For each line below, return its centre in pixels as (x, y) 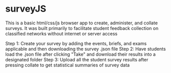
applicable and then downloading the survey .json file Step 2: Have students (86, 49)
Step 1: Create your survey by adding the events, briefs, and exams (76, 43)
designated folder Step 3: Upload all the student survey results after (77, 59)
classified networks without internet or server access (61, 33)
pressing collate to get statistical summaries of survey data (68, 65)
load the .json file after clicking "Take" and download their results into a (81, 54)
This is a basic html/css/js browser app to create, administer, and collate (81, 23)
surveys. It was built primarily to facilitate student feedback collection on (82, 28)
